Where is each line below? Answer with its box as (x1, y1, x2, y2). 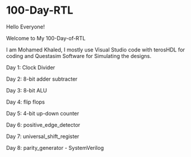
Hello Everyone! (6, 23, 45, 30)
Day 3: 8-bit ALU (6, 86, 47, 94)
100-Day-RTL (6, 4, 74, 17)
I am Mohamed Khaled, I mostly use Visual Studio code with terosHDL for (6, 46, 185, 53)
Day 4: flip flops (6, 98, 45, 105)
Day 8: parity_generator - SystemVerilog (6, 144, 104, 151)
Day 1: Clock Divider (6, 63, 55, 71)
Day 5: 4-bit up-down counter (6, 110, 79, 117)
